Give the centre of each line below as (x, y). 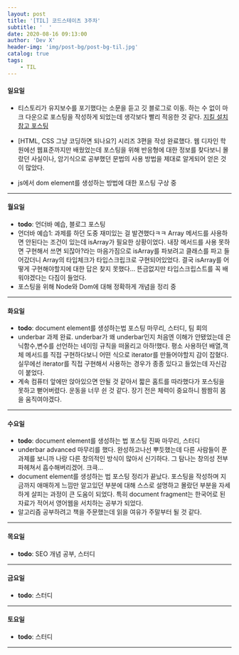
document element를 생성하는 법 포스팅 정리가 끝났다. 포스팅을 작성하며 (118, 476)
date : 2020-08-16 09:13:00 (47, 34)
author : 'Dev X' (31, 41)
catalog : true (28, 54)
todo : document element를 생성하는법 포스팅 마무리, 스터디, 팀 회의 (112, 328)
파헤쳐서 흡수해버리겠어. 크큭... (60, 468)
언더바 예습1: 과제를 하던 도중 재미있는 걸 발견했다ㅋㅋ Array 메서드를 (113, 233)
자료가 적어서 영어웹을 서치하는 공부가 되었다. (80, 503)
